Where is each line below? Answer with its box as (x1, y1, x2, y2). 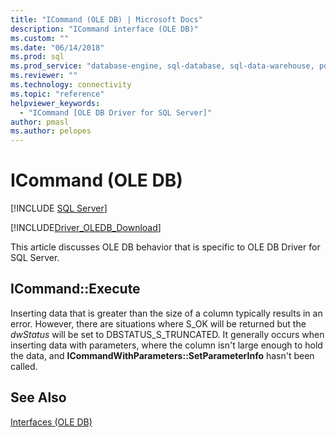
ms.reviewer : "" (10, 71, 78, 81)
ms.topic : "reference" (10, 89, 105, 99)
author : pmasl (10, 117, 70, 127)
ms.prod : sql (10, 52, 65, 62)
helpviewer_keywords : (10, 98, 101, 108)
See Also (10, 389, 67, 406)
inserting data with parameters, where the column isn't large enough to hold (10, 339, 323, 351)
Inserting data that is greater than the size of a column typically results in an (10, 307, 323, 319)
